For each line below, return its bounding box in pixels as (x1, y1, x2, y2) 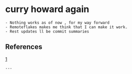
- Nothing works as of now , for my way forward (5, 20, 110, 25)
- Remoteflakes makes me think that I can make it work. (5, 24, 128, 30)
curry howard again (5, 4, 90, 15)
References (5, 43, 42, 51)
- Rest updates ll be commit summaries (5, 29, 90, 34)
